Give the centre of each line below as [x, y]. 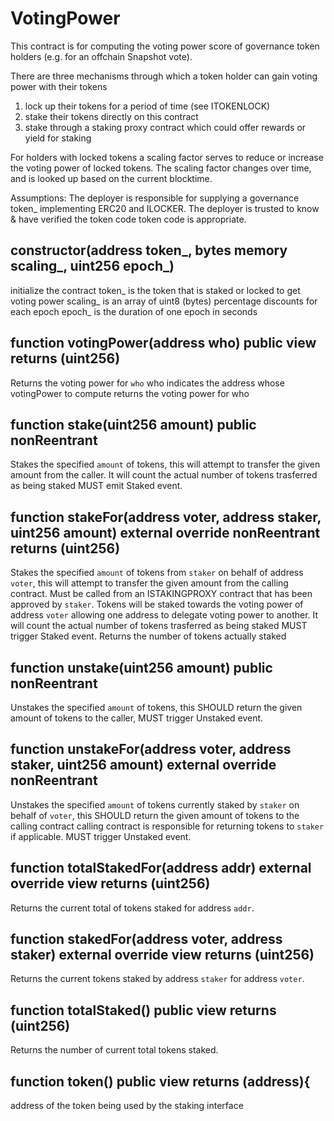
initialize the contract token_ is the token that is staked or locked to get [155, 290]
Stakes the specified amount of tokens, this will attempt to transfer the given [165, 464]
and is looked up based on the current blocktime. [111, 178]
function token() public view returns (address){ [160, 1081]
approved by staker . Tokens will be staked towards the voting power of [157, 604]
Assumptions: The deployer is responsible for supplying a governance [155, 198]
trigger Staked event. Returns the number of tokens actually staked [148, 636]
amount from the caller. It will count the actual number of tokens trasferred [164, 475]
